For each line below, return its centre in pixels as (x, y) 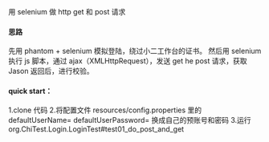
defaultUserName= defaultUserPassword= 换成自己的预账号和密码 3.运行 (130, 120)
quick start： (31, 91)
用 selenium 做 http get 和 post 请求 (67, 12)
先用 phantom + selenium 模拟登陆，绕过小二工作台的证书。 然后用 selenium (135, 51)
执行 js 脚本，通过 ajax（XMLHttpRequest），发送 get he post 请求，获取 (128, 61)
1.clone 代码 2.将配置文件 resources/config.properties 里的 (105, 110)
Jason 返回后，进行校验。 (51, 71)
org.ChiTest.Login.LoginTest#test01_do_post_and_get (96, 129)
